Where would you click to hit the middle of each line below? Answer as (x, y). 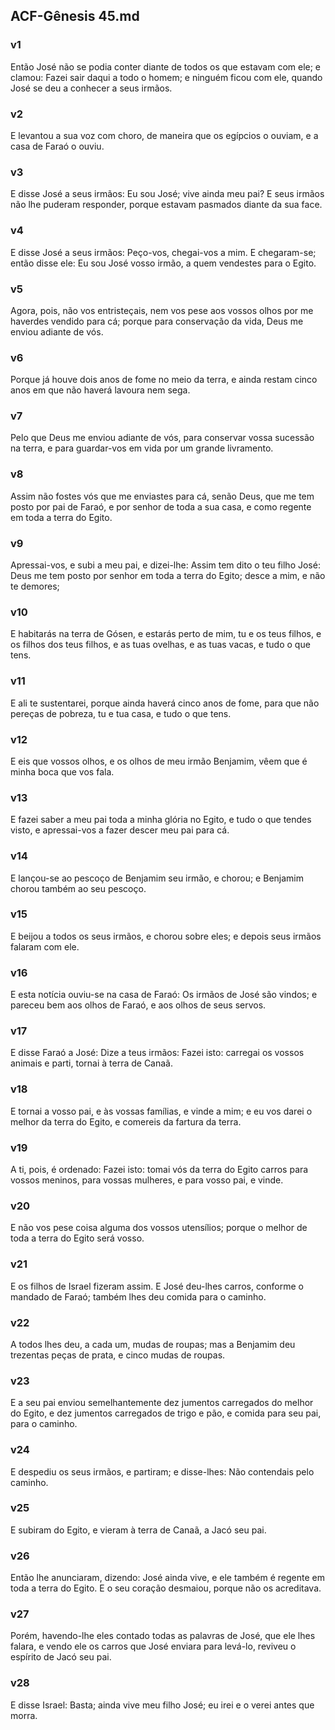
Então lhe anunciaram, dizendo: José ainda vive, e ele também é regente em (167, 1578)
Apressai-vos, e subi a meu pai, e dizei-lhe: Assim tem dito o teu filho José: (165, 565)
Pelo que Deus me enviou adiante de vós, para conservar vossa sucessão (162, 438)
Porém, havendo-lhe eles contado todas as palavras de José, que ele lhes (163, 1636)
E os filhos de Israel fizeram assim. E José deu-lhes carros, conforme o (157, 1286)
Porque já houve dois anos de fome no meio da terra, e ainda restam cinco (164, 380)
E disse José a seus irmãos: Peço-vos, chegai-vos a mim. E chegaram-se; (163, 252)
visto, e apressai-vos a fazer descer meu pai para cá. (120, 830)
